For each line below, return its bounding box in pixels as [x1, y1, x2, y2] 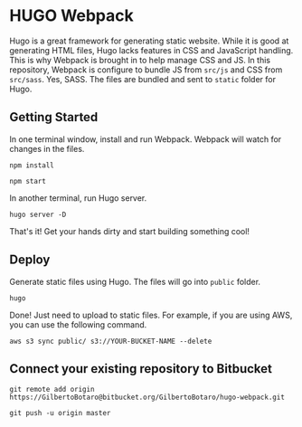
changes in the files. [9, 143, 85, 154]
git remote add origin [9, 385, 95, 394]
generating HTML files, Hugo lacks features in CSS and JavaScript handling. [9, 44, 294, 55]
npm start [9, 176, 47, 185]
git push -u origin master [9, 409, 111, 418]
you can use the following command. [9, 318, 147, 330]
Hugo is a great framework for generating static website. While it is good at [9, 35, 289, 46]
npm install [9, 160, 54, 170]
